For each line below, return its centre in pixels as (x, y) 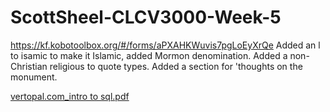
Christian (29, 66)
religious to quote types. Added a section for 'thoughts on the (176, 66)
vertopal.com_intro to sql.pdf (70, 96)
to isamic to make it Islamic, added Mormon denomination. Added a (149, 55)
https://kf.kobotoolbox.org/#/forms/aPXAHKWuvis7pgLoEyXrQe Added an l (165, 45)
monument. (34, 77)
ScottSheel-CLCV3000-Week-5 (146, 17)
